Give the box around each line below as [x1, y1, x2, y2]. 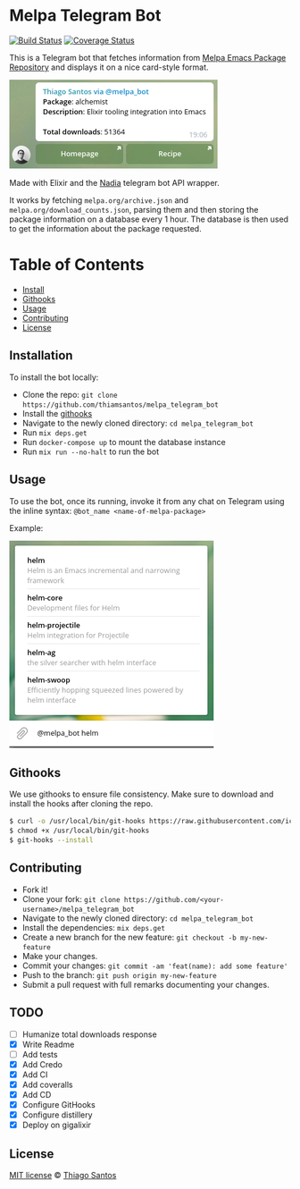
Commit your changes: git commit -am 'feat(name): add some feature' [21, 960, 288, 971]
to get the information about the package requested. [9, 223, 203, 233]
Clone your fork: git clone [21, 893, 121, 904]
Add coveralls [21, 1079, 73, 1090]
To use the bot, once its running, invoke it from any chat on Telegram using [9, 495, 285, 506]
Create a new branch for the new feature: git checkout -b [21, 932, 237, 942]
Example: [9, 522, 44, 533]
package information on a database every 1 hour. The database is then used [9, 214, 288, 224]
